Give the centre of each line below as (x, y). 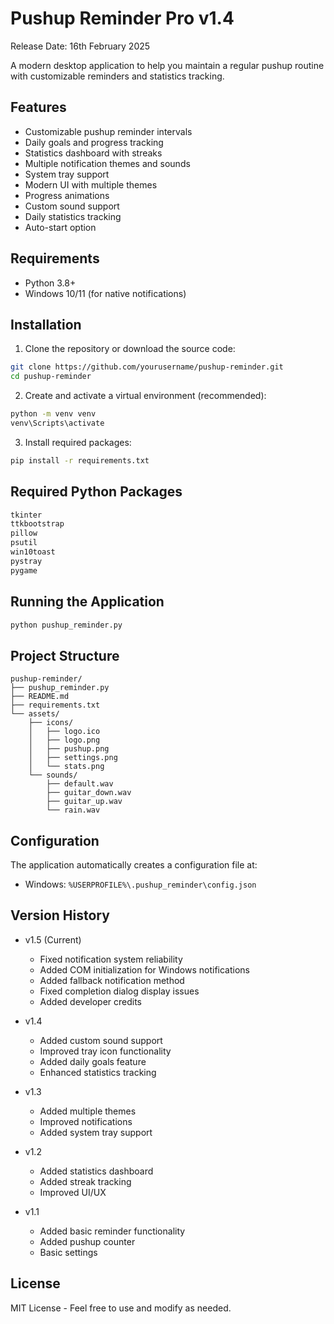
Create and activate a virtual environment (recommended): (145, 396)
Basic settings (68, 1252)
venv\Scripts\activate (57, 423)
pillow (24, 533)
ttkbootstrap (37, 524)
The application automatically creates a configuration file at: (134, 865)
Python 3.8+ (50, 283)
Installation (46, 324)
